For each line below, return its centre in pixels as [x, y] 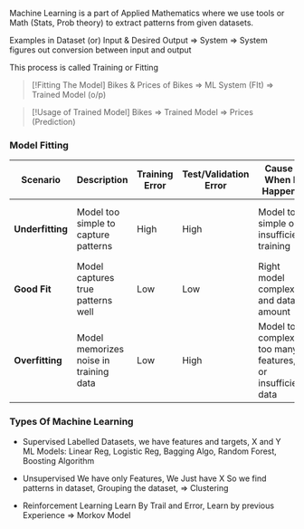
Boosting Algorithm [58, 460]
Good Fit [33, 289]
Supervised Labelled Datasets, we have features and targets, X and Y [152, 441]
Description [102, 180]
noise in [93, 361]
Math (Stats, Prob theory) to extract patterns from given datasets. [132, 23]
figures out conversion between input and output [100, 50]
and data [276, 301]
